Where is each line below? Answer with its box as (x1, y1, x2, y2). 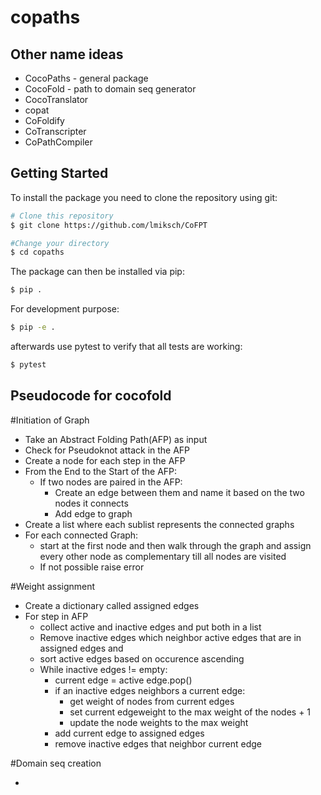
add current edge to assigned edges (54, 727, 205, 739)
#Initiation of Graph (10, 414, 90, 426)
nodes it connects (54, 497, 129, 509)
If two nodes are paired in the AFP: (39, 476, 183, 488)
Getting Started (10, 165, 109, 182)
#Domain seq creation (10, 757, 102, 769)
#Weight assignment (10, 580, 96, 592)
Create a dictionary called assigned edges (24, 599, 200, 611)
